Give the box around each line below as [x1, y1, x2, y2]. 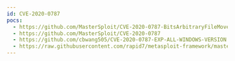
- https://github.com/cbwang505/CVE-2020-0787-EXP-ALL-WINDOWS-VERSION [13, 36, 227, 43]
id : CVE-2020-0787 [6, 10, 60, 18]
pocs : [6, 17, 22, 24]
